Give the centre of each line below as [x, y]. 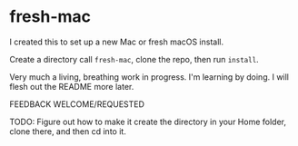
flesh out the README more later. [72, 86]
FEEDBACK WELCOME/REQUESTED [77, 104]
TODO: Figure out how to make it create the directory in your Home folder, [148, 122]
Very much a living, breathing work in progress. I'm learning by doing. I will [149, 77]
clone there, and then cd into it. [68, 131]
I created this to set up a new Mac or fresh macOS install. [117, 42]
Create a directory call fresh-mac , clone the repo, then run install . [134, 59]
